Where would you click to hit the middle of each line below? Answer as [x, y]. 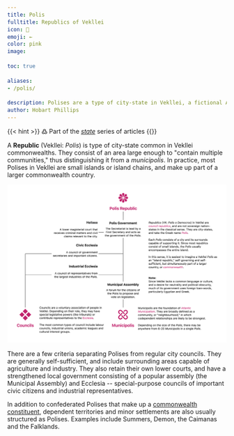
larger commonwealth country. [51, 175]
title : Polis [26, 15]
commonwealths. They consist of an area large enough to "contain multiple [115, 153]
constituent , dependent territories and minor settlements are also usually [111, 412]
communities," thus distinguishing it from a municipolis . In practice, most [111, 160]
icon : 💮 [18, 29]
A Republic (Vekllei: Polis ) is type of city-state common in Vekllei [100, 145]
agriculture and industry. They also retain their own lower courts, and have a [117, 368]
